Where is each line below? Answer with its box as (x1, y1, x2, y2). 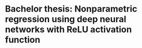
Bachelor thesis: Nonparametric (5, 3, 138, 15)
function (5, 34, 41, 46)
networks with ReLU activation (5, 24, 132, 35)
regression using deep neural (5, 14, 126, 25)
